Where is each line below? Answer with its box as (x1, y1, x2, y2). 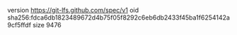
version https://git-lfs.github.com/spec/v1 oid (7, 6, 139, 14)
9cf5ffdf (7, 21, 32, 29)
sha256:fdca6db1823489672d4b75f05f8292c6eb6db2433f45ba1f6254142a (7, 13, 230, 22)
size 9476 (33, 21, 62, 29)
